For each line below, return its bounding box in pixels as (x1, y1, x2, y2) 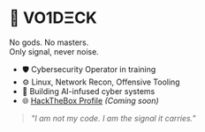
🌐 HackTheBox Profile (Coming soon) (21, 95, 159, 106)
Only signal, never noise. (9, 46, 99, 56)
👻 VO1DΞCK (9, 8, 97, 28)
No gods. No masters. (9, 37, 89, 48)
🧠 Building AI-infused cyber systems (21, 85, 156, 96)
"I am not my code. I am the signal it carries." (30, 113, 196, 123)
